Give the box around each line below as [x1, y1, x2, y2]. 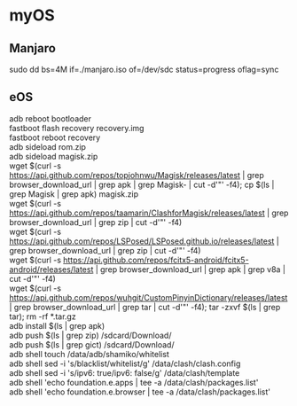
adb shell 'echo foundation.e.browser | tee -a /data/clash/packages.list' [9, 386, 271, 397]
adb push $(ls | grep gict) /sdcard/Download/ [9, 339, 175, 350]
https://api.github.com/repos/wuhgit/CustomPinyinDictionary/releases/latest [9, 292, 288, 302]
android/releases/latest [9, 263, 94, 275]
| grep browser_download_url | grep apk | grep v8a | [95, 263, 286, 275]
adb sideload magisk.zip [9, 151, 98, 161]
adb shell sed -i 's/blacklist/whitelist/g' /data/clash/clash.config [9, 358, 241, 369]
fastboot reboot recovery [9, 132, 101, 143]
